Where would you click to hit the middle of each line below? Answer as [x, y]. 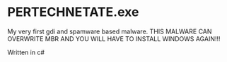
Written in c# [26, 52]
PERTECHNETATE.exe [73, 12]
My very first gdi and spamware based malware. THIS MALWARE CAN [110, 31]
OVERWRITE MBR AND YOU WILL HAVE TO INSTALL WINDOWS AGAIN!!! [114, 38]
